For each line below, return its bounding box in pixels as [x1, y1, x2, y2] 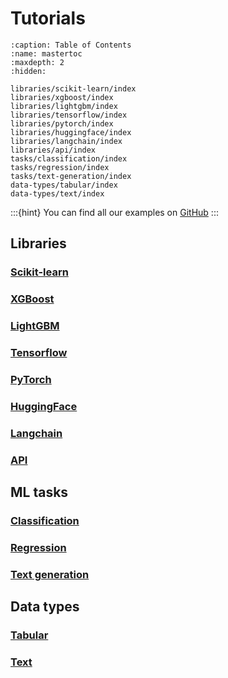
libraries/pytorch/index [10, 118, 114, 129]
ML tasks [10, 484, 69, 501]
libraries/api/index [10, 145, 97, 155]
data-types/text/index [10, 188, 105, 199]
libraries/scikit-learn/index [10, 83, 137, 94]
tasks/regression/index [10, 162, 110, 172]
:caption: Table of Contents [10, 40, 132, 50]
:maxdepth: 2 [10, 57, 65, 67]
